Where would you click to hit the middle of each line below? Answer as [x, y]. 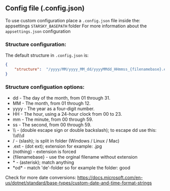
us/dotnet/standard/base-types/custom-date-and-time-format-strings [79, 183]
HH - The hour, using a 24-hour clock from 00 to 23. [67, 114]
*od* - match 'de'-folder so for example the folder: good [71, 168]
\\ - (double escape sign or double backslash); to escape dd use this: [84, 130]
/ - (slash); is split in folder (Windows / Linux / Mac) [66, 141]
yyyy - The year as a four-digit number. [53, 109]
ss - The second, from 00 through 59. [52, 125]
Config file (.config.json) [45, 8]
